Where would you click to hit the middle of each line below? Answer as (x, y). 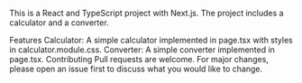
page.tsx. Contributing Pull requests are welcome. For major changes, (139, 59)
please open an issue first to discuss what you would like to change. (136, 69)
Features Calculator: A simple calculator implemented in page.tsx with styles (151, 40)
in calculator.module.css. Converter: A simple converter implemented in (142, 50)
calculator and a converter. (59, 23)
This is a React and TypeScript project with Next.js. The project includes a (146, 13)
